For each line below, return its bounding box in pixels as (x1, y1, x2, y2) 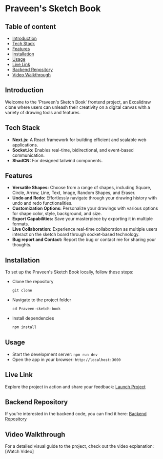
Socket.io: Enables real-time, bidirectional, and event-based (12, 147, 134, 153)
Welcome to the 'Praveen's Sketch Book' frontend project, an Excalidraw (5, 99, 151, 105)
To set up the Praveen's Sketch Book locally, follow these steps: (5, 269, 134, 275)
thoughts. (12, 242, 32, 248)
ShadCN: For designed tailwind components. (12, 157, 103, 163)
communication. (12, 152, 45, 158)
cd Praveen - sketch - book (12, 307, 61, 312)
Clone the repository (12, 279, 54, 285)
